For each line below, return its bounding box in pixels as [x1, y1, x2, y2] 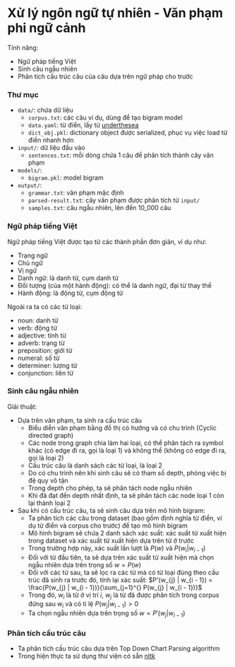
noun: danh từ [17, 316, 59, 325]
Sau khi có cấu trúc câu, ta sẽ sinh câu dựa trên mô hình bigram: [17, 506, 206, 514]
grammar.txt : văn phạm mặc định [28, 189, 125, 197]
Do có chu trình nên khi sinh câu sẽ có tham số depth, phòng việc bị [28, 468, 227, 477]
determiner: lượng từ [17, 361, 78, 369]
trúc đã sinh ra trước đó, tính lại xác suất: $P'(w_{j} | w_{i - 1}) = [28, 575, 213, 584]
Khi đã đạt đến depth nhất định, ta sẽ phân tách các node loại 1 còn [28, 491, 224, 499]
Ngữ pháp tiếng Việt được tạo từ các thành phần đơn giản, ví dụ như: [7, 237, 207, 245]
